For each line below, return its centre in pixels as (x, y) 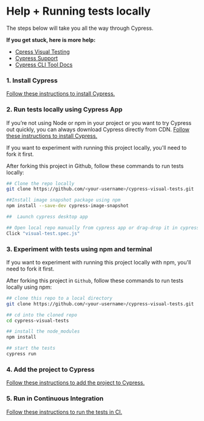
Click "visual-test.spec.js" (43, 233)
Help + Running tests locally (78, 11)
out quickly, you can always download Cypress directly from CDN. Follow (98, 129)
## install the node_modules (43, 331)
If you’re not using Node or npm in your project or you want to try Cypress (99, 122)
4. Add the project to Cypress (51, 369)
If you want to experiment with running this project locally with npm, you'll (99, 262)
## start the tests (31, 348)
